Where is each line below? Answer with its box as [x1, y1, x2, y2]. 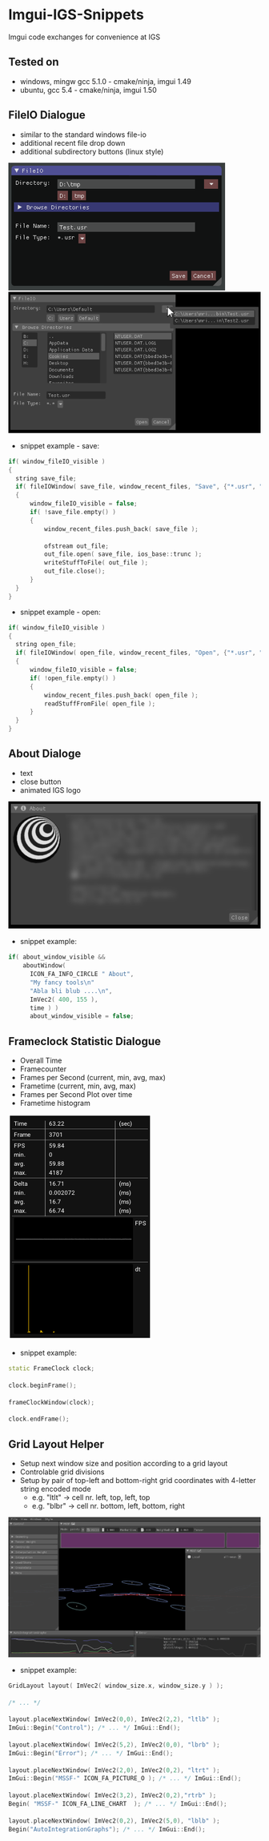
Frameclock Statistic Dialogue [8, 1035, 162, 1048]
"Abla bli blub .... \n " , [29, 987, 113, 995]
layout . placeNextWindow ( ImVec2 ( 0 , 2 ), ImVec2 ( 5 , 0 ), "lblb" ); [8, 1816, 220, 1825]
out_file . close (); [43, 567, 106, 576]
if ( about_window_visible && [8, 953, 106, 962]
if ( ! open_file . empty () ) [29, 674, 116, 682]
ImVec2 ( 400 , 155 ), [29, 995, 98, 1003]
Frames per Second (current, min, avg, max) [19, 1073, 167, 1083]
